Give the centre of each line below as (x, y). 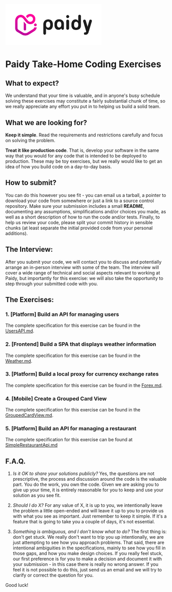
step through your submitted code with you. (52, 284)
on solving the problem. (30, 140)
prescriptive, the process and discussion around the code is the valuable (90, 479)
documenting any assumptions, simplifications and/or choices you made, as (86, 211)
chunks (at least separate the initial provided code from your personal (79, 228)
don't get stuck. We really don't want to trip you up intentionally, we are (88, 537)
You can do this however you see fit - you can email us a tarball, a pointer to (86, 195)
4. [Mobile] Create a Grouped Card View (56, 399)
